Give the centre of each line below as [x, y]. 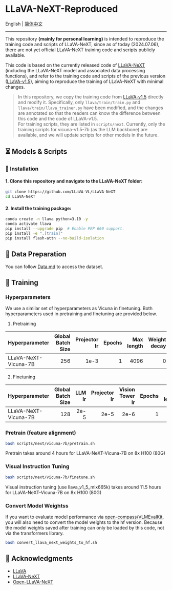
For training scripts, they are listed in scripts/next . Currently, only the [91, 124]
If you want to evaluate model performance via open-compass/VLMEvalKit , [84, 517]
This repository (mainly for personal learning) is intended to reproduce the [85, 38]
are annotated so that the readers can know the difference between [89, 113]
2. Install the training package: [38, 208]
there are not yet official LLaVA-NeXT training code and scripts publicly [80, 50]
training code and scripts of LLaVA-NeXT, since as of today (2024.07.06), [82, 44]
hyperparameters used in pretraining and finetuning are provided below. [81, 314]
